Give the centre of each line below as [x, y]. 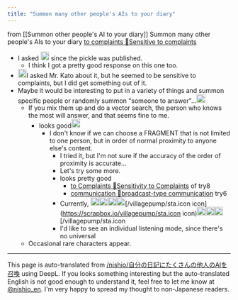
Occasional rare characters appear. [80, 243]
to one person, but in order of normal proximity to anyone [133, 140]
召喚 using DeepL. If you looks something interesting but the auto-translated [119, 273]
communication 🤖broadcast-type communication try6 [149, 193]
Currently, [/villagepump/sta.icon [125, 204]
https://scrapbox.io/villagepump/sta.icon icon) [130, 213]
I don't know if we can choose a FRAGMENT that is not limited [140, 133]
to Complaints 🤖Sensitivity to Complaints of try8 [141, 186]
